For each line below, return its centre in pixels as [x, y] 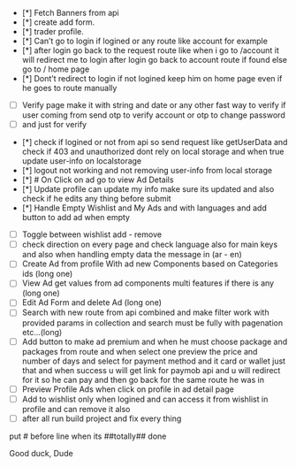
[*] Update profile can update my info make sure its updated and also [148, 189]
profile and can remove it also [76, 409]
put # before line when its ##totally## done [88, 436]
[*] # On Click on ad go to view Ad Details [98, 180]
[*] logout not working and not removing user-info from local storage [147, 171]
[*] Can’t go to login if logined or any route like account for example [144, 41]
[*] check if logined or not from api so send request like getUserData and [155, 142]
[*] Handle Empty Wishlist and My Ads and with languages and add [144, 208]
